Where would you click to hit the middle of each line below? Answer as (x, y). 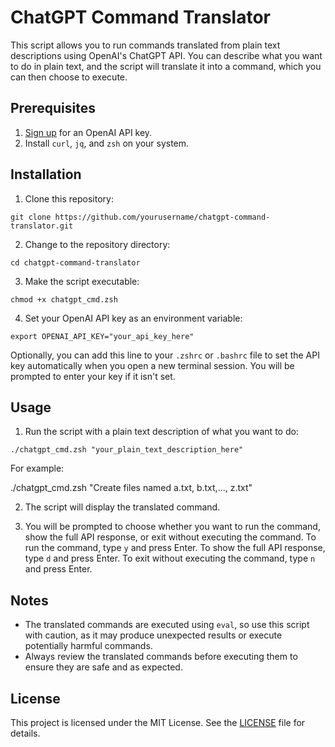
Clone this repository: (69, 198)
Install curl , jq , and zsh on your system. (107, 143)
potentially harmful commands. (88, 646)
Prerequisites (53, 108)
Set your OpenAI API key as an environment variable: (133, 318)
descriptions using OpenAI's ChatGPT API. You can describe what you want (166, 55)
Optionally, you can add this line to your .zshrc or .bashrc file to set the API (165, 355)
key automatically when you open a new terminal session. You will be (152, 365)
